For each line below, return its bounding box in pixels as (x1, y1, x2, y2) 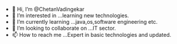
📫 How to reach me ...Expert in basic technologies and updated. (11, 32, 172, 38)
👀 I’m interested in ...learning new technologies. (11, 12, 129, 19)
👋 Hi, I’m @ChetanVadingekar (11, 6, 85, 12)
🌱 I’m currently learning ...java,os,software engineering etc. (11, 18, 158, 25)
